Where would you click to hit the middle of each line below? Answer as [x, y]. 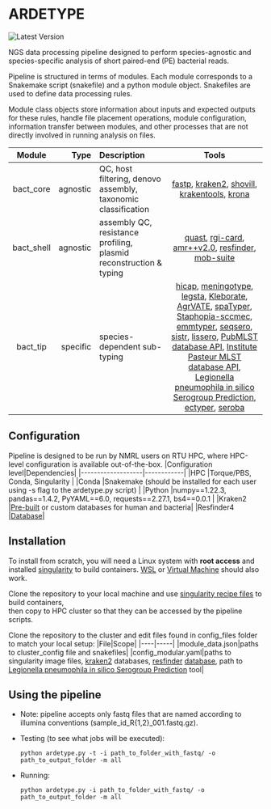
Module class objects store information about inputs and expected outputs [132, 109]
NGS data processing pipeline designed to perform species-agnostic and [130, 52]
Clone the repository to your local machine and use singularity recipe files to [135, 593]
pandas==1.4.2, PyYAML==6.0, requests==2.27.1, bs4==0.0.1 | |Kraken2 [128, 498]
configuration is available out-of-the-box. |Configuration [119, 464]
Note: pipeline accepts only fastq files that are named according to [131, 714]
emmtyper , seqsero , [215, 326]
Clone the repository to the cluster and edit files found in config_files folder [133, 635]
